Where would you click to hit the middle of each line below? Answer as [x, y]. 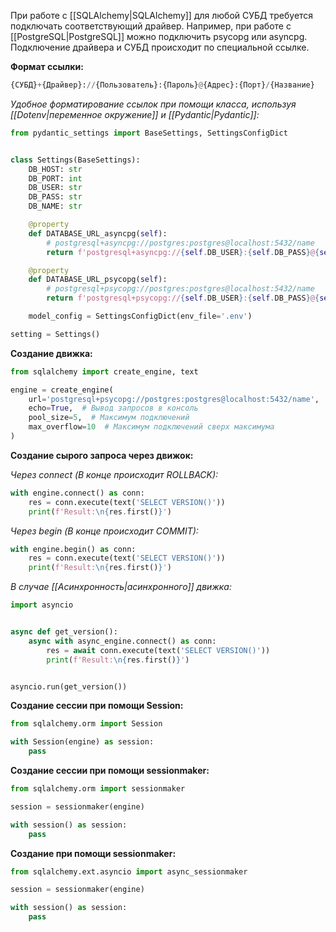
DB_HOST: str [55, 169]
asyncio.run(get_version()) [69, 686]
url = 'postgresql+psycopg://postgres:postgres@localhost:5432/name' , [174, 399]
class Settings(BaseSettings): [75, 160]
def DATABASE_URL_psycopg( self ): [98, 280]
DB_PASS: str [55, 197]
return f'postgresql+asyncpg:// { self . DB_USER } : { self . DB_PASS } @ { [183, 252]
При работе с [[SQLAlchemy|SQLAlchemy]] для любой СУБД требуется [162, 15]
